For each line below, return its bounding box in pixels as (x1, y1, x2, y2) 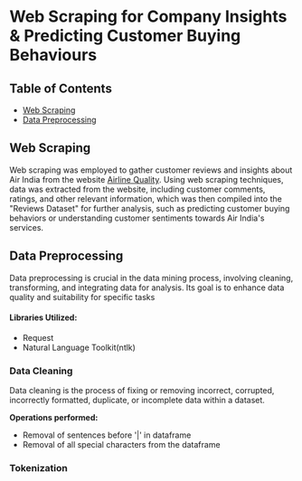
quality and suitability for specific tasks (9, 291, 156, 302)
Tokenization (9, 462, 68, 475)
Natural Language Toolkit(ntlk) (22, 342, 136, 353)
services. (9, 222, 43, 232)
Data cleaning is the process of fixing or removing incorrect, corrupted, (9, 385, 275, 396)
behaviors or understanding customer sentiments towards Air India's (9, 212, 265, 223)
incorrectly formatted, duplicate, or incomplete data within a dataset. (9, 395, 265, 406)
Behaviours (9, 45, 98, 65)
